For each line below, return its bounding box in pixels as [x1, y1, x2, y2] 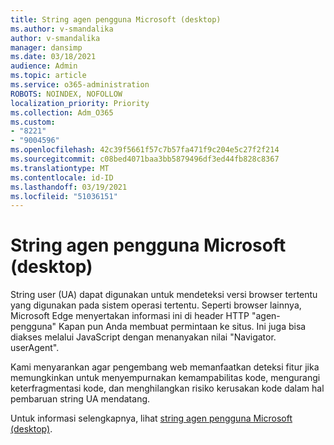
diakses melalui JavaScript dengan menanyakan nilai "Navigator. [10, 331, 277, 343]
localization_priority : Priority [10, 98, 150, 108]
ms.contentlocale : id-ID [10, 172, 114, 183]
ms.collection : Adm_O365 [10, 107, 114, 118]
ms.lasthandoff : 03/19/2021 [10, 182, 128, 192]
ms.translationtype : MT [10, 163, 110, 173]
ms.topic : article [10, 71, 87, 81]
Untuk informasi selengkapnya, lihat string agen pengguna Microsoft [10, 412, 293, 425]
